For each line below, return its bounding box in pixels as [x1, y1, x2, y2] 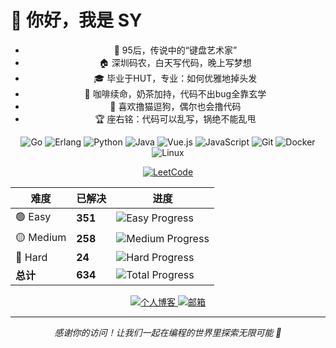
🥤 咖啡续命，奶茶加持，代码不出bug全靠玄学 [84, 87, 267, 100]
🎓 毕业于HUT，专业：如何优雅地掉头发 [93, 72, 258, 84]
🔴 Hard [15, 250, 48, 264]
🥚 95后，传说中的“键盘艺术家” [113, 44, 238, 56]
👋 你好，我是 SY [10, 9, 143, 32]
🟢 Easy [15, 209, 52, 223]
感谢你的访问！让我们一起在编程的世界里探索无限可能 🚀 [54, 326, 282, 338]
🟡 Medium [15, 230, 67, 244]
